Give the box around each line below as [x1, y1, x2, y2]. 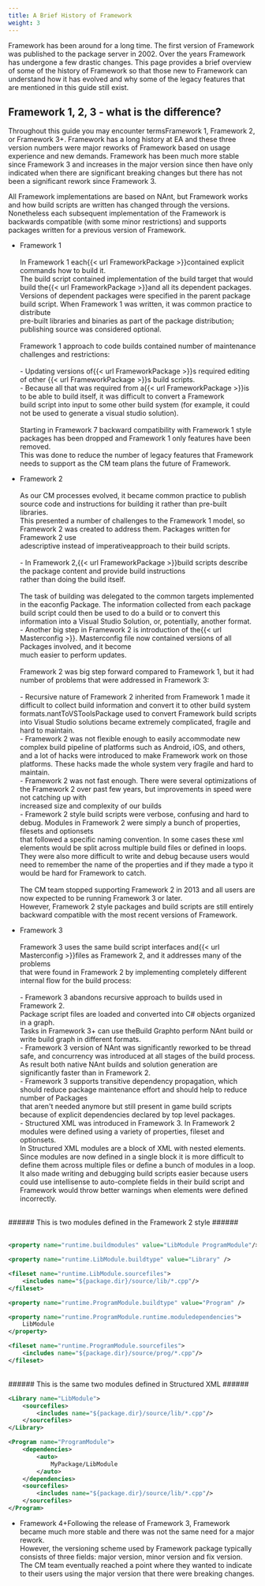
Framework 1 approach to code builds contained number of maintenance [19, 341, 256, 351]
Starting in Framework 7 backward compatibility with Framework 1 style [19, 426, 252, 435]
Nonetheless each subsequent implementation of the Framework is [8, 208, 226, 218]
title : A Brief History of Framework [8, 11, 132, 20]
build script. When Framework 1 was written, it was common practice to [19, 299, 252, 309]
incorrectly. [19, 1194, 57, 1204]
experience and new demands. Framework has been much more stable [8, 152, 239, 161]
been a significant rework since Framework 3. [8, 177, 157, 186]
